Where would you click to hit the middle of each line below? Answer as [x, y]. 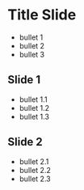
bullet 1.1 [33, 99]
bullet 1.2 [34, 108]
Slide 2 [25, 142]
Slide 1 [24, 80]
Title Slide [42, 15]
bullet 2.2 [35, 170]
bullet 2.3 [35, 179]
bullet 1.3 [34, 116]
